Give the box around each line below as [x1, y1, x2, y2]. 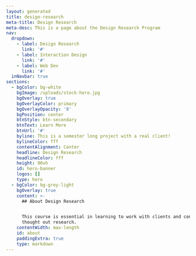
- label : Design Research [16, 41, 80, 47]
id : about [16, 230, 41, 236]
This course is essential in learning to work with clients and [21, 214, 181, 220]
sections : [6, 79, 30, 85]
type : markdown [16, 241, 54, 247]
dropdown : [11, 36, 35, 41]
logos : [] [16, 171, 41, 177]
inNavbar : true [11, 73, 48, 79]
